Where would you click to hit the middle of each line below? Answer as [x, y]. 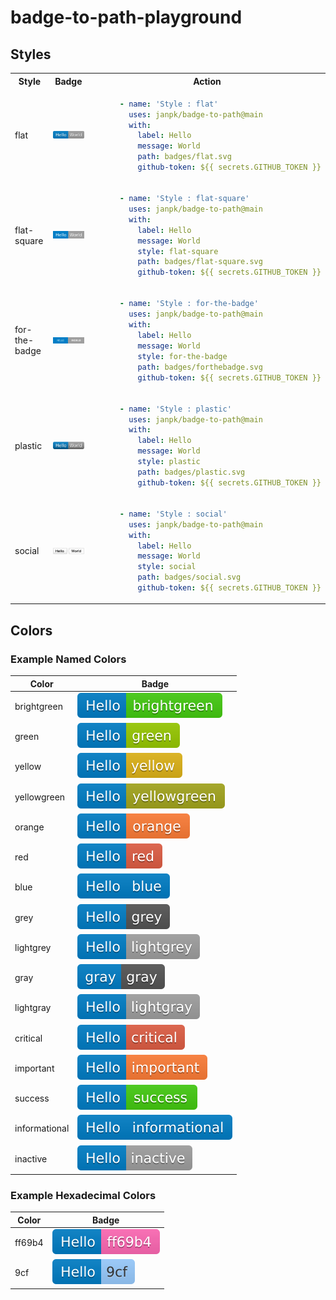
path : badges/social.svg [189, 577]
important [34, 1068]
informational [42, 1128]
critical [28, 1038]
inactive [31, 1158]
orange [29, 827]
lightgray [33, 1008]
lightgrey [33, 947]
